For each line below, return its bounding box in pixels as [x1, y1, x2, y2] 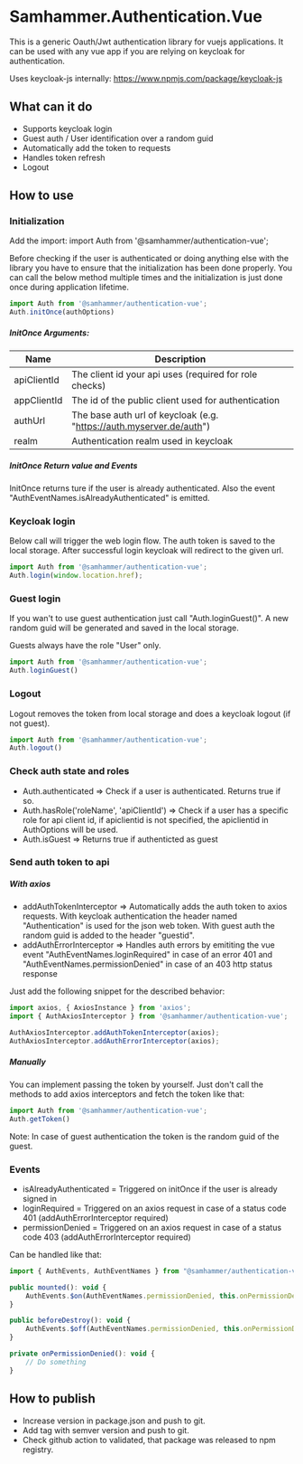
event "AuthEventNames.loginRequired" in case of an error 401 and [22, 949, 273, 960]
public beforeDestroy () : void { [9, 1316, 131, 1326]
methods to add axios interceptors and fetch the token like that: [9, 1088, 245, 1100]
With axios [9, 879, 51, 890]
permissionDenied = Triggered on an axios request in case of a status [22, 1222, 282, 1233]
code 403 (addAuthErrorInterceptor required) [22, 1232, 191, 1242]
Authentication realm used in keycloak [71, 435, 233, 448]
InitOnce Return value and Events [9, 459, 138, 471]
